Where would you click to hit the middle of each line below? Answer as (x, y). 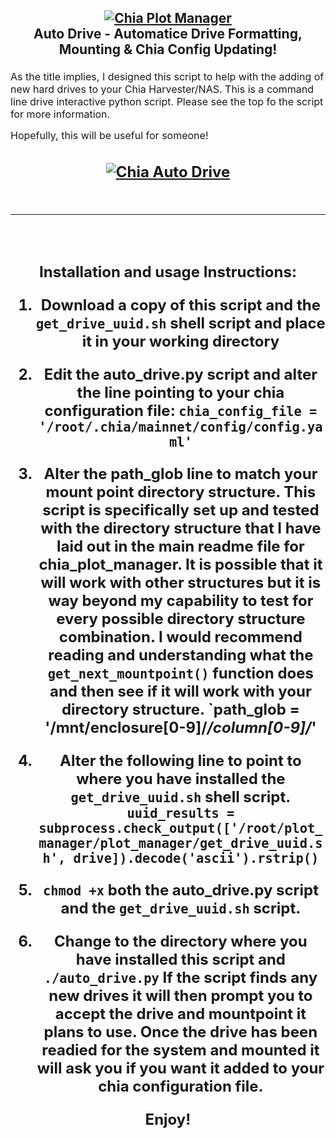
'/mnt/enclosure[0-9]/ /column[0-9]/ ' (180, 727)
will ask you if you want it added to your (180, 1068)
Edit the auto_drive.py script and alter (180, 374)
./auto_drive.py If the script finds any (180, 977)
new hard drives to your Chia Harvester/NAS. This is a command (162, 89)
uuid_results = (180, 813)
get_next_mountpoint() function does (181, 673)
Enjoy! (168, 1119)
